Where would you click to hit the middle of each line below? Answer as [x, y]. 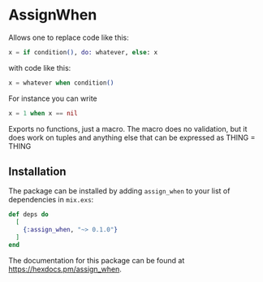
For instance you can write [53, 98]
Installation [37, 171]
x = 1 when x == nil [43, 113]
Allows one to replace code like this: [69, 37]
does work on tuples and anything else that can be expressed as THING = [132, 137]
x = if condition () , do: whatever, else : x [83, 52]
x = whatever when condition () [61, 83]
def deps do [28, 215]
